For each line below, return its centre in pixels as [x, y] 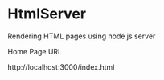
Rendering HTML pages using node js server [82, 36]
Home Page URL [35, 51]
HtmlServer [47, 14]
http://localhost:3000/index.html [61, 67]
